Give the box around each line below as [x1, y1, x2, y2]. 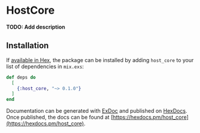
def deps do [6, 74, 36, 81]
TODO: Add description [6, 23, 66, 30]
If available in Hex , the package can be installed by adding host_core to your [6, 56, 194, 63]
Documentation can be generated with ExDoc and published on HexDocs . [6, 107, 187, 115]
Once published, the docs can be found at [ [6, 114, 113, 121]
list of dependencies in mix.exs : [6, 63, 84, 70]
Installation [6, 41, 49, 51]
